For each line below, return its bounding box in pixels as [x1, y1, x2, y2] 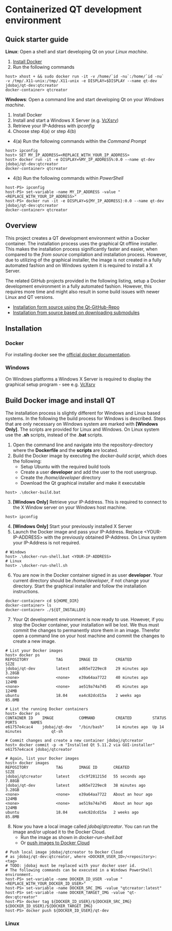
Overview [5, 221, 37, 230]
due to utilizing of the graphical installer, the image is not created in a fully [5, 257, 162, 263]
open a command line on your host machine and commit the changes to [12, 633, 165, 639]
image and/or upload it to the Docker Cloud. [12, 828, 106, 835]
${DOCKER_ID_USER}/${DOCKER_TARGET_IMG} [5, 903, 93, 908]
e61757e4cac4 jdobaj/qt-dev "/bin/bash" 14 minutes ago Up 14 [5, 724, 164, 730]
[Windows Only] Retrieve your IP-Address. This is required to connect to [12, 499, 167, 505]
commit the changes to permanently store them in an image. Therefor [12, 627, 160, 633]
